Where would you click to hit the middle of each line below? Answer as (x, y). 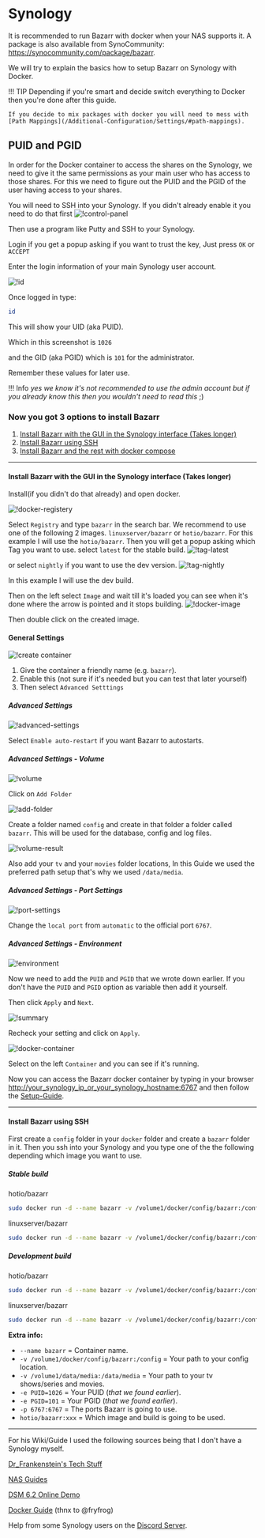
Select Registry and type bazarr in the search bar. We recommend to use (127, 525)
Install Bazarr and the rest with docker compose (97, 451)
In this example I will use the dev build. (71, 580)
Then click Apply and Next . (51, 1003)
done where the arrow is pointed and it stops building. (96, 604)
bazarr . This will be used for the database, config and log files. (110, 833)
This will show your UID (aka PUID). (66, 327)
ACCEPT (19, 251)
